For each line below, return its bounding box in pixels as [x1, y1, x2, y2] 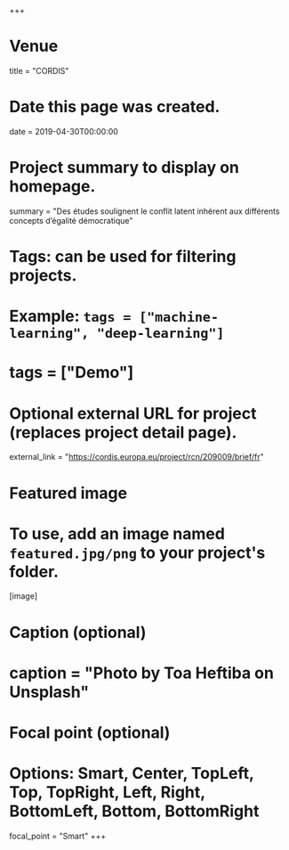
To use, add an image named [9, 523, 225, 544]
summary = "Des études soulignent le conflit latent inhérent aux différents [9, 206, 280, 217]
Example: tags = [9, 306, 132, 326]
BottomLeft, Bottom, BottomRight [9, 801, 260, 821]
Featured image [9, 483, 127, 503]
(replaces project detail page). [9, 422, 237, 442]
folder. [9, 561, 60, 582]
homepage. [9, 176, 96, 197]
